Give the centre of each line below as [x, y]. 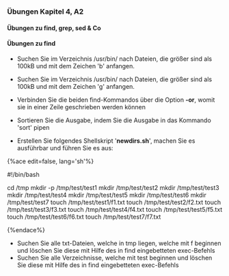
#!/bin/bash [23, 174]
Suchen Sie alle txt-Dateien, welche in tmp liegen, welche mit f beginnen [119, 243]
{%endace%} [26, 230]
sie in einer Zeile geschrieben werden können [81, 107]
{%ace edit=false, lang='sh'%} [51, 161]
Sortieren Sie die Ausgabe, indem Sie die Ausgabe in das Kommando [114, 120]
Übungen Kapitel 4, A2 [45, 12]
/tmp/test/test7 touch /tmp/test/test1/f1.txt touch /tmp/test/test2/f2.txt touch [114, 202]
